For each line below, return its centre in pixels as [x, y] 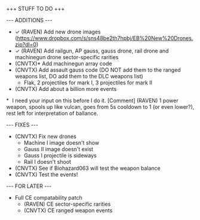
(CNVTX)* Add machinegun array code [63, 63]
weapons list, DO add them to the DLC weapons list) [79, 76]
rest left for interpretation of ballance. [52, 113]
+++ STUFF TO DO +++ [36, 9]
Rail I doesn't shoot [47, 162]
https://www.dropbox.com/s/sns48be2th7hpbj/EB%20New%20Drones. [105, 38]
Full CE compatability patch [48, 198]
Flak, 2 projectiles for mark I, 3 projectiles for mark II [88, 82]
